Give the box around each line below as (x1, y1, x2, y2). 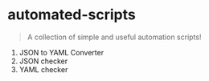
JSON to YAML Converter (18, 47, 104, 57)
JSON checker (18, 56, 68, 66)
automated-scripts (7, 6, 136, 24)
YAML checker (18, 64, 68, 74)
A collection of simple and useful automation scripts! (27, 32, 202, 42)
